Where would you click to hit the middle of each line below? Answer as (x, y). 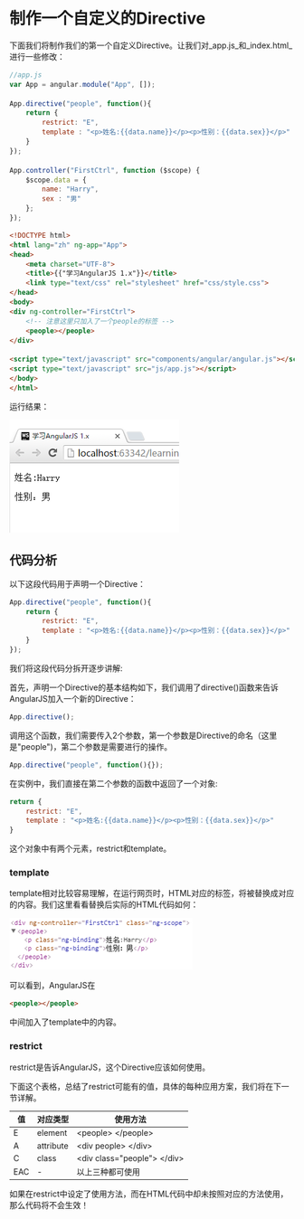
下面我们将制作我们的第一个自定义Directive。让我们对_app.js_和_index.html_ (151, 45)
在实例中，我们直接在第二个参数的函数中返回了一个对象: (114, 783)
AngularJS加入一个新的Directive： (73, 698)
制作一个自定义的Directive (108, 19)
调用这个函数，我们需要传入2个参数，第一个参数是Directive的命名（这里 (143, 735)
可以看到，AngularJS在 (52, 986)
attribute (53, 1146)
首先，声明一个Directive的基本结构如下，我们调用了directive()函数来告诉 (144, 687)
